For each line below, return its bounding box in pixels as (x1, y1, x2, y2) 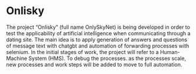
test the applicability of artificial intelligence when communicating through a (6, 29, 191, 36)
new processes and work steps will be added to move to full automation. (6, 60, 182, 68)
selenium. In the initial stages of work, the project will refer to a (6, 48, 159, 55)
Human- (160, 48, 180, 55)
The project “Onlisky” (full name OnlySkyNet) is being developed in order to (6, 23, 191, 31)
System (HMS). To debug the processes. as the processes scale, (28, 55, 187, 62)
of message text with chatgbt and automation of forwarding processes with (6, 42, 190, 49)
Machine (6, 55, 28, 62)
